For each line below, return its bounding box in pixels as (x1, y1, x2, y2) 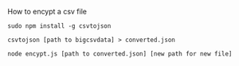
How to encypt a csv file (7, 7, 87, 16)
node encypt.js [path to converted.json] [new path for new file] (7, 50, 233, 58)
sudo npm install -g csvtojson (7, 22, 112, 30)
